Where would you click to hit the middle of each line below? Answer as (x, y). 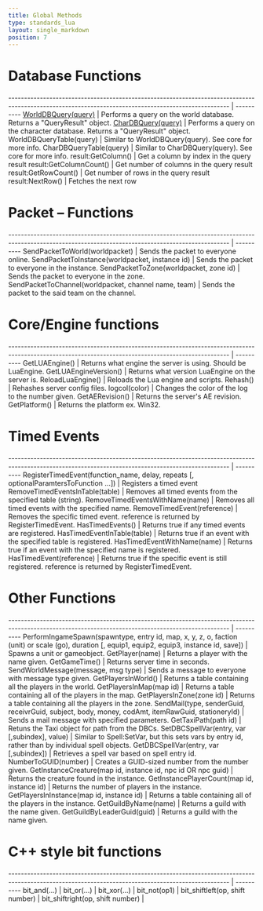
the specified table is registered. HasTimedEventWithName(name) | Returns (130, 541)
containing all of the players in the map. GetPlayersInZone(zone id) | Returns (131, 694)
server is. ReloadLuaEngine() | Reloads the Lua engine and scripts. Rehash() (131, 380)
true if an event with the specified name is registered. (94, 550)
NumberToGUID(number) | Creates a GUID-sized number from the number (128, 761)
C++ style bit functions (85, 852)
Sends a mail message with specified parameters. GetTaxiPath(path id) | (125, 720)
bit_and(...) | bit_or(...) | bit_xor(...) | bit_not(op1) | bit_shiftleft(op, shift (134, 890)
